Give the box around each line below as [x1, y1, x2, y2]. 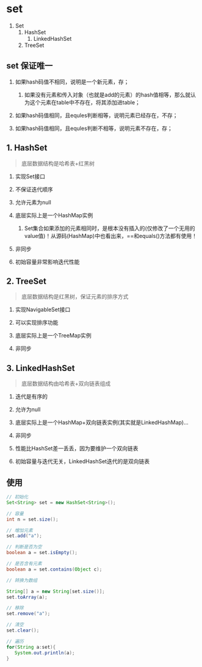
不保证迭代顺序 [15, 186, 53, 193]
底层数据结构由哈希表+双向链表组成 [21, 380, 111, 388]
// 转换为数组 [6, 577, 38, 583]
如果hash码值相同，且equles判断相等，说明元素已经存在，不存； [15, 112, 178, 119]
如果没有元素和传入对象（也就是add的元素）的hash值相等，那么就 [24, 91, 191, 98]
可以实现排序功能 [15, 319, 59, 326]
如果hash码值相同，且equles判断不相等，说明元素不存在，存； [15, 124, 173, 132]
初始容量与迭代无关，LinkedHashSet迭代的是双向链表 [15, 458, 150, 465]
